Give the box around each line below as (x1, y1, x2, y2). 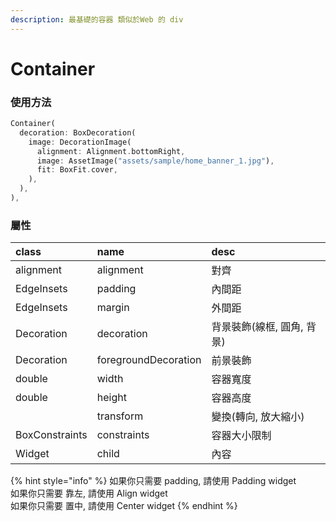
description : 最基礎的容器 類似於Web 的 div (10, 14, 184, 25)
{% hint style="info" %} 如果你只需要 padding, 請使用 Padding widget (10, 475, 297, 487)
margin (96, 301, 130, 315)
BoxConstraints (15, 428, 88, 442)
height (96, 391, 127, 405)
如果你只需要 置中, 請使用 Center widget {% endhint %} (10, 500, 238, 512)
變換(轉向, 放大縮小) (211, 410, 305, 424)
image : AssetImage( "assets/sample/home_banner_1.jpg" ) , (36, 156, 275, 166)
